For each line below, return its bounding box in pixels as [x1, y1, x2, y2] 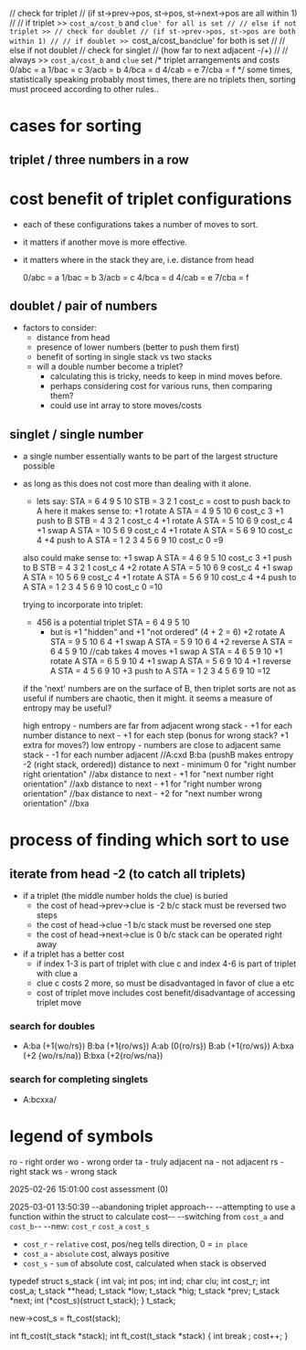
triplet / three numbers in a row [9, 152, 189, 167]
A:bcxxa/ [22, 1093, 57, 1104]
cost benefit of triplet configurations [9, 188, 292, 209]
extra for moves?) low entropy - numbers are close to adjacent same [22, 740, 281, 751]
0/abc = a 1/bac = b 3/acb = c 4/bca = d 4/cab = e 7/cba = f [22, 271, 249, 282]
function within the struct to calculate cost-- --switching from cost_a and [9, 1210, 285, 1222]
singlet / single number [9, 427, 144, 442]
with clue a [36, 968, 78, 979]
